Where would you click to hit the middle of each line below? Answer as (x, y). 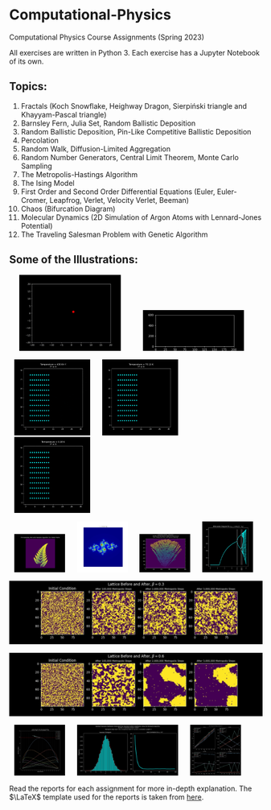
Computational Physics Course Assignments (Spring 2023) (107, 37)
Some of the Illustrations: (74, 260)
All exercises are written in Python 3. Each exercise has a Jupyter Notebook (135, 52)
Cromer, (34, 200)
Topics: (28, 87)
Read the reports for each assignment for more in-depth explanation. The (131, 788)
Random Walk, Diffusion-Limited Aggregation (96, 149)
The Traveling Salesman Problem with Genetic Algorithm (114, 234)
